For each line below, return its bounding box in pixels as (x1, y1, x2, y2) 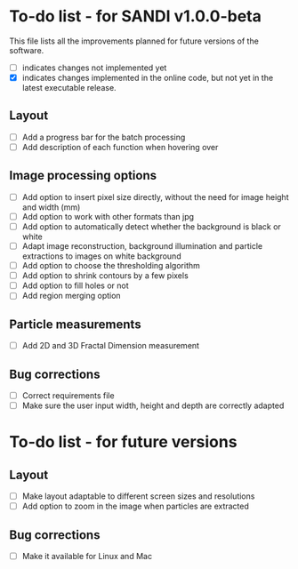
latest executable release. (21, 83, 117, 93)
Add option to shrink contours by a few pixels (21, 270, 189, 281)
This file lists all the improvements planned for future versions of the (9, 36, 260, 46)
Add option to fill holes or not (21, 280, 129, 291)
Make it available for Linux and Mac (21, 551, 153, 562)
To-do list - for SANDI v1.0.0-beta (9, 6, 262, 27)
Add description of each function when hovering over (21, 141, 219, 152)
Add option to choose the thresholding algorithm (21, 260, 200, 271)
